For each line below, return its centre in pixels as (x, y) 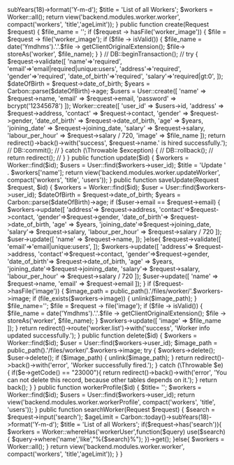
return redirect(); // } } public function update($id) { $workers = (98, 158)
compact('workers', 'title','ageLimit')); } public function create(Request (108, 24)
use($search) (206, 432)
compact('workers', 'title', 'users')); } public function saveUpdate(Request (113, 180)
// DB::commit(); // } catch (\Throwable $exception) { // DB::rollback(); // (110, 150)
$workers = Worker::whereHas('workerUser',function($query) (96, 432)
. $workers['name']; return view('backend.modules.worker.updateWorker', (114, 173)
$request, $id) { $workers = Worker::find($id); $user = (86, 187)
